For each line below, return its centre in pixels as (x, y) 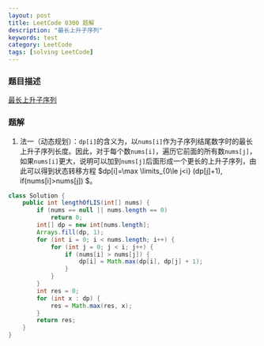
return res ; (57, 321)
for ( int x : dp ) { (69, 298)
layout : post (30, 15)
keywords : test (33, 38)
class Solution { (37, 196)
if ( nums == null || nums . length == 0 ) (102, 210)
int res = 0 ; (58, 291)
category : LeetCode (40, 45)
